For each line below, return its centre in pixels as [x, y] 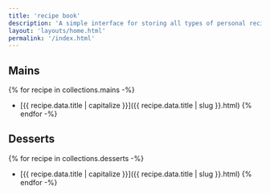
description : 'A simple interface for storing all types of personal [127, 23]
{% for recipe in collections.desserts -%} [76, 158]
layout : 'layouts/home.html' [57, 30]
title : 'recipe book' [45, 16]
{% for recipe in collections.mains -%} [72, 90]
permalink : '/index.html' [51, 38]
